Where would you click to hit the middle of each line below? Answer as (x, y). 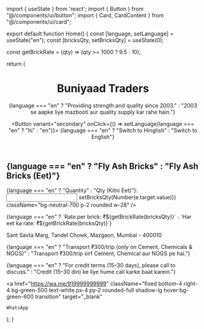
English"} (103, 136)
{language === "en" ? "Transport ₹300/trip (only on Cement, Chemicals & (100, 247)
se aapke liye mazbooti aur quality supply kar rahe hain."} (103, 112)
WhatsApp (17, 308)
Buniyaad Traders (103, 89)
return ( (16, 64)
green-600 (20, 297)
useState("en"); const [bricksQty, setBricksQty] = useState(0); (85, 40)
